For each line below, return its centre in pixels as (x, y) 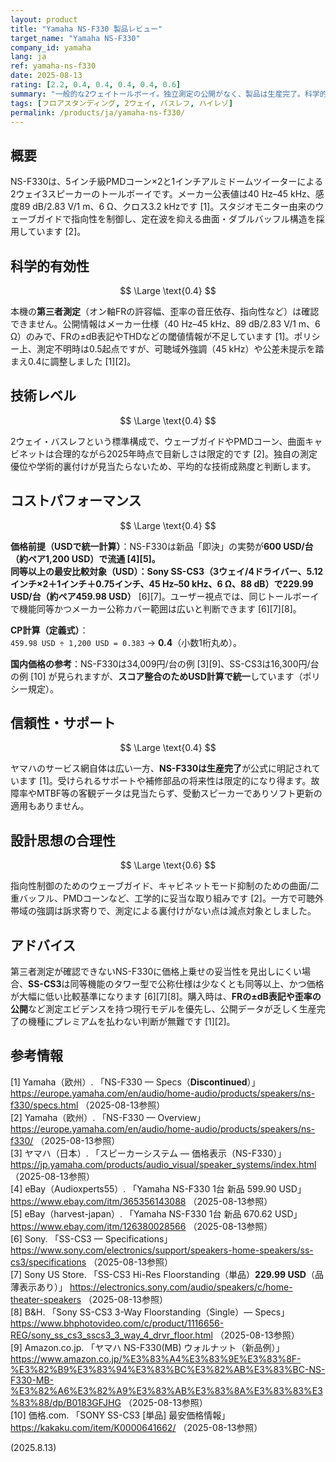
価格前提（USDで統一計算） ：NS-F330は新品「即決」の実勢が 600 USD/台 (162, 546)
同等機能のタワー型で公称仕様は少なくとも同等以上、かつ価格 (197, 984)
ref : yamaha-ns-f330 (53, 66)
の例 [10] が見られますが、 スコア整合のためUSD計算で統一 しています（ (156, 676)
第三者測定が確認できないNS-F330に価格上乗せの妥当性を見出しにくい (156, 972)
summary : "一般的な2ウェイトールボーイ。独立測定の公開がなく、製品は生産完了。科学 (165, 94)
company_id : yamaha (51, 47)
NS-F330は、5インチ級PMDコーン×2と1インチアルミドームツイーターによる (167, 182)
